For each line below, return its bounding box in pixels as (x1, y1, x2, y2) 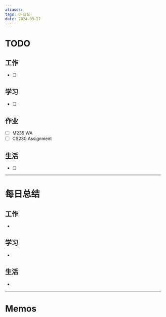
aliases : (5, 7, 23, 12)
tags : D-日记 (5, 12, 31, 17)
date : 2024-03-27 (5, 16, 41, 21)
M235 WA (12, 130, 33, 136)
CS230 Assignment (12, 136, 52, 141)
